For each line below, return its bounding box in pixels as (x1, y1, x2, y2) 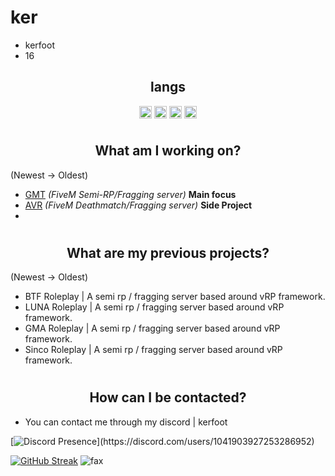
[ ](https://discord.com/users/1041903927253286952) (10, 435, 315, 447)
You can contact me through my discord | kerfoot (24, 416, 228, 428)
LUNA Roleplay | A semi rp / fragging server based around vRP (24, 301, 285, 313)
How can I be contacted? (89, 389, 247, 406)
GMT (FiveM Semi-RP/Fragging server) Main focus (24, 188, 237, 200)
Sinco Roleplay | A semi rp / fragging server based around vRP (24, 344, 283, 356)
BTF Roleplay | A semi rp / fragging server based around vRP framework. (24, 291, 326, 303)
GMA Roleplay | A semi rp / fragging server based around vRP (24, 322, 281, 335)
